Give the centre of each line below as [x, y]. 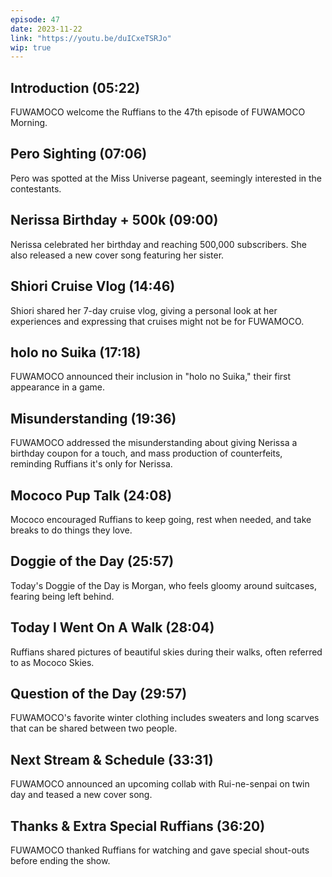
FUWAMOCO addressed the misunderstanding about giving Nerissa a [154, 443]
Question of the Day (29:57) [99, 693]
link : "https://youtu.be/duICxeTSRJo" [91, 38]
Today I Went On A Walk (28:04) [112, 627]
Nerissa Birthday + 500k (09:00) [114, 220]
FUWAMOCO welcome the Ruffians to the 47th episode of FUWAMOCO [158, 112]
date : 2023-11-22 [46, 29]
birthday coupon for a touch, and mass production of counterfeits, [146, 453]
